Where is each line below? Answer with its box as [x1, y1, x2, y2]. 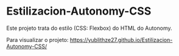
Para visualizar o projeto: [6, 36, 69, 43]
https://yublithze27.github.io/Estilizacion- [69, 36, 173, 43]
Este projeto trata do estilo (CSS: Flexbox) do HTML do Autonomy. [6, 24, 172, 32]
